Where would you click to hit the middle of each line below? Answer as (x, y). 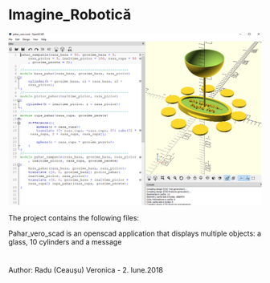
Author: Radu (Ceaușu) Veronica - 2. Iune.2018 (86, 270)
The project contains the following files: (74, 217)
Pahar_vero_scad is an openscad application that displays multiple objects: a (135, 233)
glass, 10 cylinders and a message (65, 241)
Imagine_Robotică (70, 15)
